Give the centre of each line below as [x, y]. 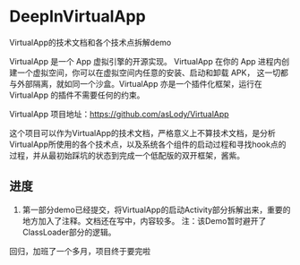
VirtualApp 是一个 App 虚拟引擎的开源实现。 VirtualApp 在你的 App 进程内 [146, 61]
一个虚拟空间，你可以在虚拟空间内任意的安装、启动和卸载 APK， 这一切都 [152, 73]
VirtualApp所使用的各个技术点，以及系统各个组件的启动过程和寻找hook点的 [148, 144]
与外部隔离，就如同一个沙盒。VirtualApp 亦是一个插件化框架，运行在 [136, 83]
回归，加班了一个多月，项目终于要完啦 [80, 251]
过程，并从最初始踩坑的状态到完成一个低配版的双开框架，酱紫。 [127, 155]
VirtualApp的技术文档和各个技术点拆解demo [90, 42]
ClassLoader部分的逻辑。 [69, 232]
